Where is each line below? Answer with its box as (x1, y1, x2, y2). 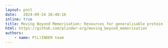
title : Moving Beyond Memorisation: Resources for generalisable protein (5, 21, 163, 26)
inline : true (5, 16, 33, 21)
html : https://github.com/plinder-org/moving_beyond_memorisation (5, 26, 147, 31)
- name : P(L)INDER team (14, 35, 64, 40)
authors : (5, 30, 24, 35)
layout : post (5, 7, 33, 12)
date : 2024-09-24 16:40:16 (5, 12, 66, 17)
